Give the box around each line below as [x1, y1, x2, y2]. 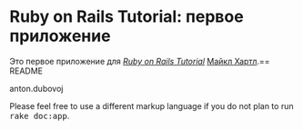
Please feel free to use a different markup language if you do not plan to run [9, 100, 294, 111]
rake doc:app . [9, 110, 70, 121]
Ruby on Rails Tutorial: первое [9, 6, 244, 27]
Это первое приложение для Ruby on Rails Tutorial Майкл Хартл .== [9, 55, 270, 66]
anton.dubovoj [9, 83, 64, 94]
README [9, 65, 44, 76]
